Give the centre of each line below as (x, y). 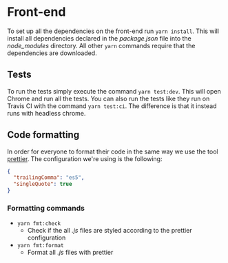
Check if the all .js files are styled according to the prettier (110, 231)
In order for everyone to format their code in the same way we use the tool (113, 151)
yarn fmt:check (39, 224)
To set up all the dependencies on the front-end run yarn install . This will (113, 31)
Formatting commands (46, 208)
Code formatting (43, 135)
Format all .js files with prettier (70, 253)
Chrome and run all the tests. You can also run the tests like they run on (108, 98)
